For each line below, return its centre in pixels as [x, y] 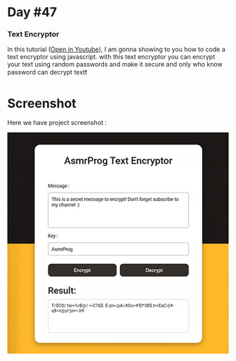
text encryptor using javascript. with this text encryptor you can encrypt [111, 57]
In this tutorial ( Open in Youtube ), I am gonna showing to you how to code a [117, 49]
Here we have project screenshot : [57, 123]
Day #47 [32, 12]
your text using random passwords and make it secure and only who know [115, 65]
